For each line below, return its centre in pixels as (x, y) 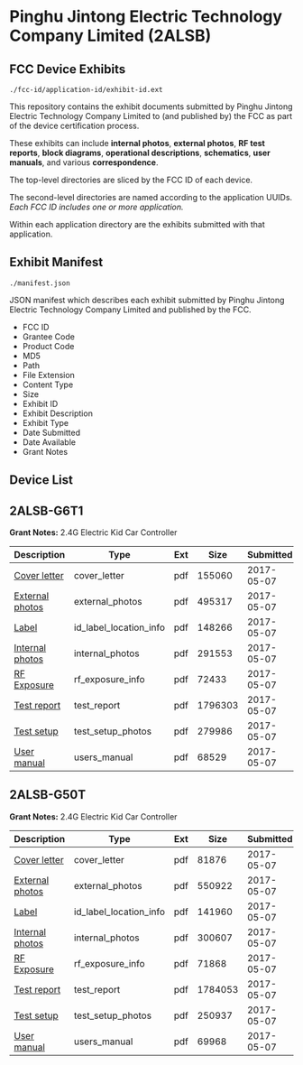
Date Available (49, 442)
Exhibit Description (57, 413)
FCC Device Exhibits (68, 69)
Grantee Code (48, 337)
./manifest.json (40, 283)
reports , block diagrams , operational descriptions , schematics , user (140, 153)
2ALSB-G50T (48, 795)
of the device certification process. (74, 125)
